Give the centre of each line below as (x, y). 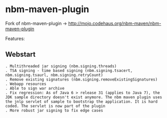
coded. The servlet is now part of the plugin (55, 106)
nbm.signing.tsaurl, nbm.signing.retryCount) (54, 75)
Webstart (20, 54)
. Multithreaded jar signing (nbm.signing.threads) (61, 66)
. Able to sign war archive (35, 88)
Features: (15, 38)
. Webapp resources (26, 84)
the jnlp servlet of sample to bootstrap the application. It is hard (81, 102)
